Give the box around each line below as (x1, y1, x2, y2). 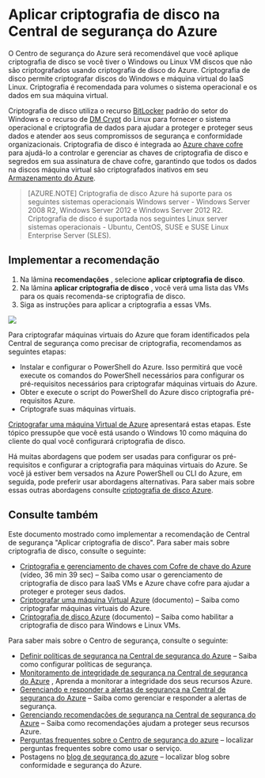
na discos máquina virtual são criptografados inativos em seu (8, 165, 209, 174)
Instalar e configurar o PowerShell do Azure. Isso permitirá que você (19, 362, 243, 371)
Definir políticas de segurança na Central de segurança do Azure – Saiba (19, 651, 257, 660)
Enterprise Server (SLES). (27, 230, 112, 240)
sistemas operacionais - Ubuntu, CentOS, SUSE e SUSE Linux (27, 222, 229, 231)
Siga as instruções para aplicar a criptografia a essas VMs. (19, 299, 212, 309)
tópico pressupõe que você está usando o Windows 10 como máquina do (8, 427, 248, 437)
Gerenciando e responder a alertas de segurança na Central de (19, 685, 226, 694)
